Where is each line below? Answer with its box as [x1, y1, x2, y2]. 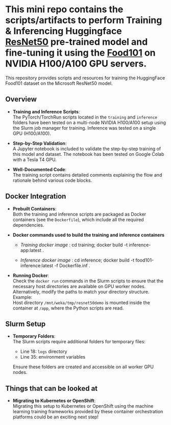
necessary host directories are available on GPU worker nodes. [12, 283, 146, 289]
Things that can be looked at [5, 384, 98, 393]
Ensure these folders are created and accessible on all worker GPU [12, 364, 154, 370]
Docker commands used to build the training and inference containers [12, 231, 165, 238]
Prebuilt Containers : [12, 205, 57, 211]
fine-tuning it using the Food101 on [5, 47, 156, 59]
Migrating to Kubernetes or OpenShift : [12, 397, 96, 404]
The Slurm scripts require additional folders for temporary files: [12, 339, 145, 345]
